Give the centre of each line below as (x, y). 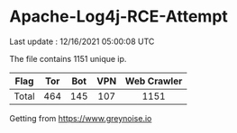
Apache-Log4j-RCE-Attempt (118, 17)
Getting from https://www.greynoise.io (81, 118)
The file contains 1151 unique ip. (68, 58)
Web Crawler (154, 81)
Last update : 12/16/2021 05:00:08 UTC (82, 41)
